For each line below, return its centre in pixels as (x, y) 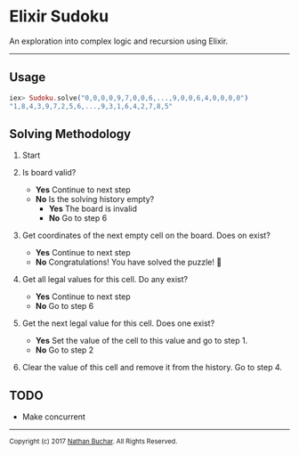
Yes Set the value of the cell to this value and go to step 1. (141, 341)
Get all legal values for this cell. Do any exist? (105, 280)
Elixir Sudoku (59, 16)
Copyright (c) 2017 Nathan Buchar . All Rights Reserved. (93, 442)
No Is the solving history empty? (95, 199)
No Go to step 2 (65, 350)
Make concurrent (54, 417)
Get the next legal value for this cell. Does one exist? (118, 323)
